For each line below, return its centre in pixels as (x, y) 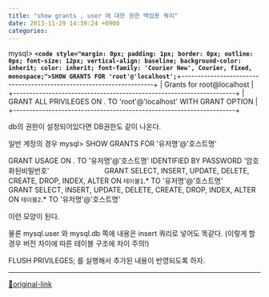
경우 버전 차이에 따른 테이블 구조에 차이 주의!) (79, 244)
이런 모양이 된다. (34, 217)
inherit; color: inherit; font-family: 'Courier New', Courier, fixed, (130, 68)
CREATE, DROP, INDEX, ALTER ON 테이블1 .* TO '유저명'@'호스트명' (116, 181)
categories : (28, 31)
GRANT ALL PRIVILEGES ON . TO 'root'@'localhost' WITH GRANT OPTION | (133, 102)
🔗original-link (30, 284)
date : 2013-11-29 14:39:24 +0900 (64, 23)
